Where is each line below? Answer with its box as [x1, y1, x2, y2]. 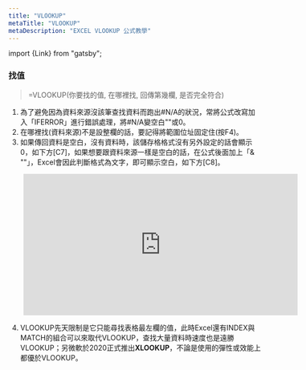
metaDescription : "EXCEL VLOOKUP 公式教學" [8, 26, 151, 35]
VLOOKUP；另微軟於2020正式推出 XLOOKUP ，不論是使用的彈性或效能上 [19, 343, 261, 352]
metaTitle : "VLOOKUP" [8, 19, 81, 27]
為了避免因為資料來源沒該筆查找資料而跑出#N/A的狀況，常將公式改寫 [19, 107, 249, 116]
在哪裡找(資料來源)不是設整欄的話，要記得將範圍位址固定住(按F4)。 [19, 127, 243, 136]
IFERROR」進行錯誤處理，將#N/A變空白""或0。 [34, 117, 190, 127]
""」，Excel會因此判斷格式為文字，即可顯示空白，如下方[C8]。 [19, 157, 225, 167]
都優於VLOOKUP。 [19, 352, 83, 362]
